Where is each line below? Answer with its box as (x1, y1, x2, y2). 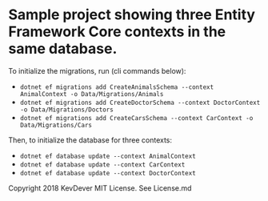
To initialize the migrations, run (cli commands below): (8, 66, 186, 75)
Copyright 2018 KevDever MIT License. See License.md (8, 183, 192, 193)
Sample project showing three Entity (8, 6, 256, 24)
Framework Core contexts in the (8, 22, 226, 41)
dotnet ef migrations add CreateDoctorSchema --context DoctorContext (19, 98, 261, 107)
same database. (8, 40, 118, 58)
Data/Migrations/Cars (19, 121, 92, 129)
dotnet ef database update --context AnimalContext (19, 152, 196, 160)
